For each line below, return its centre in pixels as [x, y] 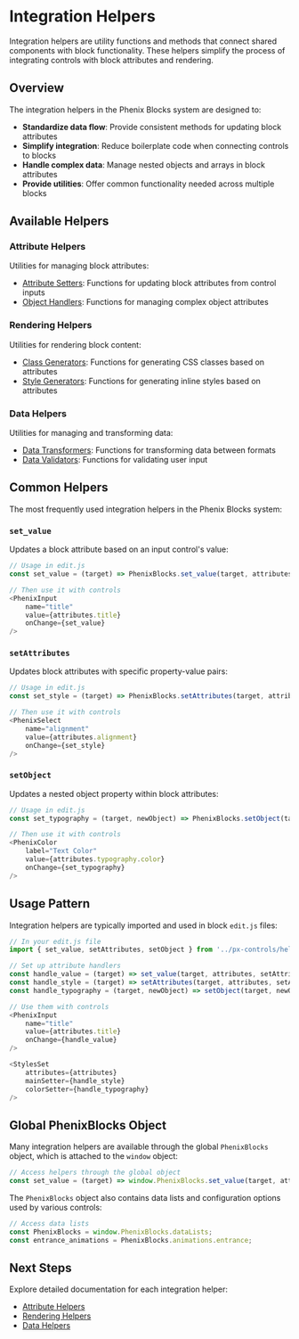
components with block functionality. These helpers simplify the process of [147, 50]
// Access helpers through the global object [95, 1173]
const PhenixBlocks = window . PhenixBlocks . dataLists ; [111, 1232]
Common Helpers [59, 488]
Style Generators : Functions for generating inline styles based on [141, 381]
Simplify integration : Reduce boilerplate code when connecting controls [155, 145]
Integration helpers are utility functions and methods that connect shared [143, 41]
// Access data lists [49, 1223]
